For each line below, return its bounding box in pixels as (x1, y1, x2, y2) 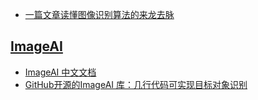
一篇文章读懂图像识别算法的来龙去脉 (24, 9, 175, 20)
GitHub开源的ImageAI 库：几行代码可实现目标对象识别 (24, 78, 248, 90)
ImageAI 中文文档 (24, 66, 97, 78)
